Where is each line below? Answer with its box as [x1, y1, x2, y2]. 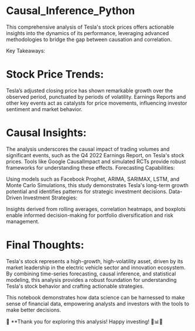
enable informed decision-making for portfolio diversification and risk [6, 212, 174, 219]
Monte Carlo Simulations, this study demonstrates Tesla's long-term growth [6, 181, 189, 188]
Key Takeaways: [6, 47, 46, 54]
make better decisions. [6, 306, 61, 313]
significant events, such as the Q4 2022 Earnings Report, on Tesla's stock [6, 151, 184, 158]
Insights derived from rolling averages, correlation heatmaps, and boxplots [6, 205, 186, 212]
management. [6, 218, 40, 225]
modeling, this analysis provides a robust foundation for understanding [6, 276, 177, 283]
